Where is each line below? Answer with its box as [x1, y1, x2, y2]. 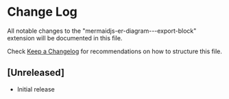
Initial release [16, 85, 55, 93]
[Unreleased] [7, 67, 65, 79]
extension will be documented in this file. [7, 33, 123, 42]
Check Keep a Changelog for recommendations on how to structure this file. [7, 47, 223, 55]
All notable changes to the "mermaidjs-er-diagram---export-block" [7, 27, 197, 35]
